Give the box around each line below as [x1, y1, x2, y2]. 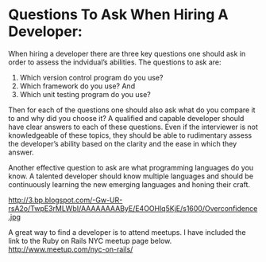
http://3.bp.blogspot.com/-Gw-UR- [8, 195, 123, 205]
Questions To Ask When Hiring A [8, 6, 229, 24]
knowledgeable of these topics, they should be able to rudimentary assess [8, 130, 253, 140]
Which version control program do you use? [19, 72, 164, 82]
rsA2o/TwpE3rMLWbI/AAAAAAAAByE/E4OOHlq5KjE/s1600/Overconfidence [8, 203, 258, 213]
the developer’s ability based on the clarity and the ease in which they [8, 139, 237, 148]
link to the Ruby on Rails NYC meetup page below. [8, 236, 172, 245]
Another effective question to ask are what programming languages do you [8, 162, 254, 172]
